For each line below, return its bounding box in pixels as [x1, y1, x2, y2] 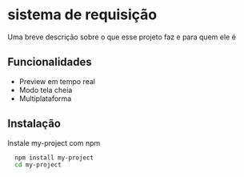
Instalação [7, 117, 62, 131]
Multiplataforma [18, 94, 72, 103]
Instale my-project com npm [7, 138, 101, 147]
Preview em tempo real [18, 76, 95, 86]
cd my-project [14, 161, 62, 169]
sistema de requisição [7, 6, 158, 24]
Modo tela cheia [18, 85, 73, 95]
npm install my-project [14, 154, 94, 162]
